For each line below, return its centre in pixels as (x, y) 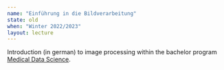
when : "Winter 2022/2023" (44, 26)
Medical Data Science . (39, 60)
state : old (23, 20)
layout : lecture (30, 33)
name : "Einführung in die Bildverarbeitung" (72, 13)
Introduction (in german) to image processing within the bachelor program (112, 52)
